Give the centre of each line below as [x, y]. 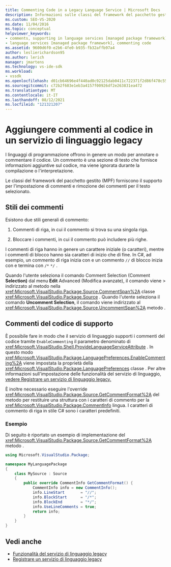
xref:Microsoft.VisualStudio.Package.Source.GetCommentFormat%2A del [82, 394]
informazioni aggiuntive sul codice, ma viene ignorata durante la [73, 165]
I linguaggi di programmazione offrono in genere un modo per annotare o [82, 155]
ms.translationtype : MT [31, 90]
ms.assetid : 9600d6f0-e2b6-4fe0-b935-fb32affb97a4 [60, 48]
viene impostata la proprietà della [58, 363]
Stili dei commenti [34, 207]
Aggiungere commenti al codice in [79, 130]
